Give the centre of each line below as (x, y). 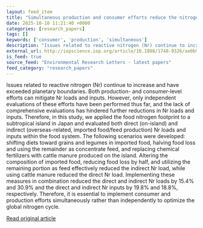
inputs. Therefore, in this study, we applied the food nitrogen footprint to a (98, 117)
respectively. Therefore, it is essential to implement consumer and (89, 194)
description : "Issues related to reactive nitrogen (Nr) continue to (96, 46)
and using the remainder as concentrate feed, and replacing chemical (93, 149)
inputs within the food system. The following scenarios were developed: (96, 136)
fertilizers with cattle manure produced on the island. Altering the (87, 156)
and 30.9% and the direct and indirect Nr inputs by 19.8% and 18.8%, (92, 188)
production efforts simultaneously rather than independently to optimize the (101, 200)
